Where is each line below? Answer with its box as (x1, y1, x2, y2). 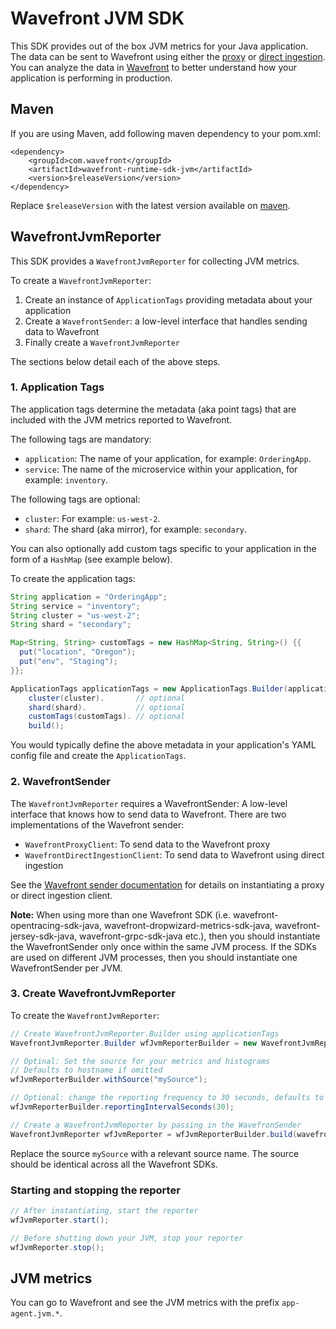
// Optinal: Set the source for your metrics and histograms (10, 1056, 271, 1066)
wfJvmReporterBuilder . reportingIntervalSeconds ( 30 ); (10, 1102, 235, 1112)
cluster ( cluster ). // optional (28, 693, 186, 703)
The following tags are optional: (10, 493, 141, 505)
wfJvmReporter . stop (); (10, 1242, 105, 1252)
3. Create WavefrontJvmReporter (10, 987, 176, 1001)
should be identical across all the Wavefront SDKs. (10, 1158, 218, 1170)
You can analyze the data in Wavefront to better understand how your (10, 61, 298, 73)
